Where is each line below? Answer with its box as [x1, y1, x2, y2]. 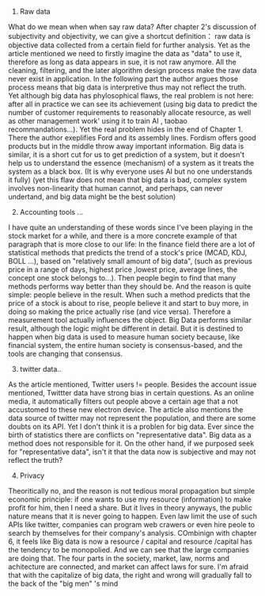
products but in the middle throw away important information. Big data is [8, 142, 244, 151]
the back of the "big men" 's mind [8, 579, 119, 588]
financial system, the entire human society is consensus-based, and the [8, 341, 243, 350]
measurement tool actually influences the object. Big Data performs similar [8, 315, 252, 324]
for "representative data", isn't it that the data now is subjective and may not [8, 447, 256, 457]
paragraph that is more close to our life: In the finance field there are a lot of [8, 239, 256, 249]
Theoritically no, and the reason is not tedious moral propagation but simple [8, 487, 256, 495]
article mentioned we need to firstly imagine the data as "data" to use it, [8, 49, 243, 58]
